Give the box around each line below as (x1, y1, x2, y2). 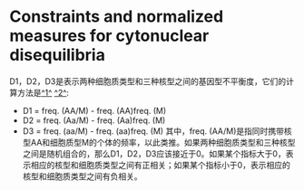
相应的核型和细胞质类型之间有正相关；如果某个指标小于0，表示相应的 (30, 159, 290, 170)
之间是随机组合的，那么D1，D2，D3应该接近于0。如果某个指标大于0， (22, 147, 286, 159)
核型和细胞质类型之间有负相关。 (22, 170, 142, 182)
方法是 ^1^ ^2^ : (16, 87, 70, 98)
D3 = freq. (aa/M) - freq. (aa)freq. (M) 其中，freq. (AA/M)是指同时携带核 (22, 125, 292, 137)
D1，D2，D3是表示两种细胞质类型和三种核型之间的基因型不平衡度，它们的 (9, 75, 287, 87)
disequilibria (9, 45, 106, 65)
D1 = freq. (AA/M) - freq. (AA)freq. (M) (22, 105, 167, 116)
